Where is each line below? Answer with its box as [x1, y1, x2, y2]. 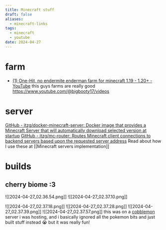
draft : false [5, 12, 32, 17]
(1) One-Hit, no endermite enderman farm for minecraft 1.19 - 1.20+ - [12, 78, 153, 84]
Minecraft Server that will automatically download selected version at [5, 127, 147, 133]
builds [5, 160, 31, 172]
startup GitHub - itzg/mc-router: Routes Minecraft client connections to [5, 132, 151, 138]
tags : [5, 26, 16, 31]
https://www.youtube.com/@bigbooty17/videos [12, 88, 109, 94]
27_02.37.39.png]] [5, 209, 42, 215]
